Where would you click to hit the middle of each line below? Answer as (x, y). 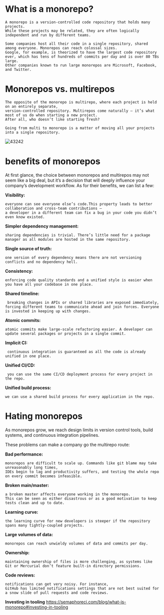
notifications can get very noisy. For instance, (57, 584)
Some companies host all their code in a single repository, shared (77, 44)
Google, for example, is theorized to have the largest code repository (81, 52)
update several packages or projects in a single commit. (66, 333)
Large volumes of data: (29, 534)
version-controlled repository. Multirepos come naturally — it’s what (80, 111)
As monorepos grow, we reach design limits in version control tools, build (79, 430)
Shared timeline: (22, 293)
